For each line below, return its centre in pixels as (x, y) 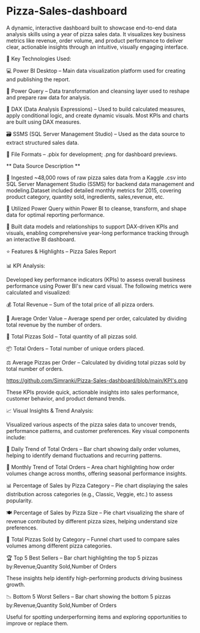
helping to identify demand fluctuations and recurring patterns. (84, 455)
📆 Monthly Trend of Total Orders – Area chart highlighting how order (90, 467)
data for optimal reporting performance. (56, 214)
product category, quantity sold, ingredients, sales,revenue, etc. (85, 196)
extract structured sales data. (43, 142)
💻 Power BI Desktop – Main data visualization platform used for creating (96, 70)
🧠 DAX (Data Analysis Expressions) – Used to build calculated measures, (96, 109)
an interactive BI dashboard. (41, 239)
